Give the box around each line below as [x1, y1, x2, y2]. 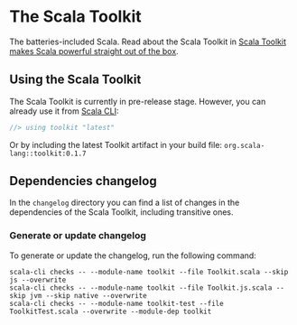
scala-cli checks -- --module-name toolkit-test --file [9, 299, 224, 308]
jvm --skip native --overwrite [29, 291, 147, 300]
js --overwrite [9, 275, 67, 284]
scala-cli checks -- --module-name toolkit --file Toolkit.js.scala [9, 283, 273, 292]
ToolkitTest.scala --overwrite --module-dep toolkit [9, 307, 212, 316]
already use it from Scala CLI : [9, 106, 119, 116]
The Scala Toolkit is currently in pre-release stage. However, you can [9, 96, 266, 107]
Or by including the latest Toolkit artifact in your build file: [9, 139, 223, 150]
